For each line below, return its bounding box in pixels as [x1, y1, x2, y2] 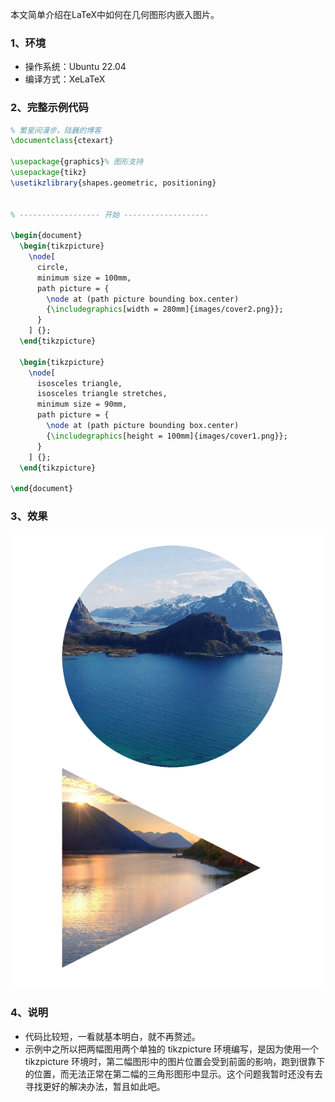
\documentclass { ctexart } [10, 136, 114, 146]
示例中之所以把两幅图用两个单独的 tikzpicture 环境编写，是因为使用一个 [24, 1043, 320, 1055]
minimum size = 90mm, [36, 399, 128, 410]
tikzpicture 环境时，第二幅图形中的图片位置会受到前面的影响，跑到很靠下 [24, 1055, 326, 1067]
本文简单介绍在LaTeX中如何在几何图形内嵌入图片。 [10, 9, 220, 20]
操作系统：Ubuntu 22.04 [24, 61, 127, 73]
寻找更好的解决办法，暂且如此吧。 [24, 1080, 166, 1092]
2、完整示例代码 [10, 101, 89, 115]
